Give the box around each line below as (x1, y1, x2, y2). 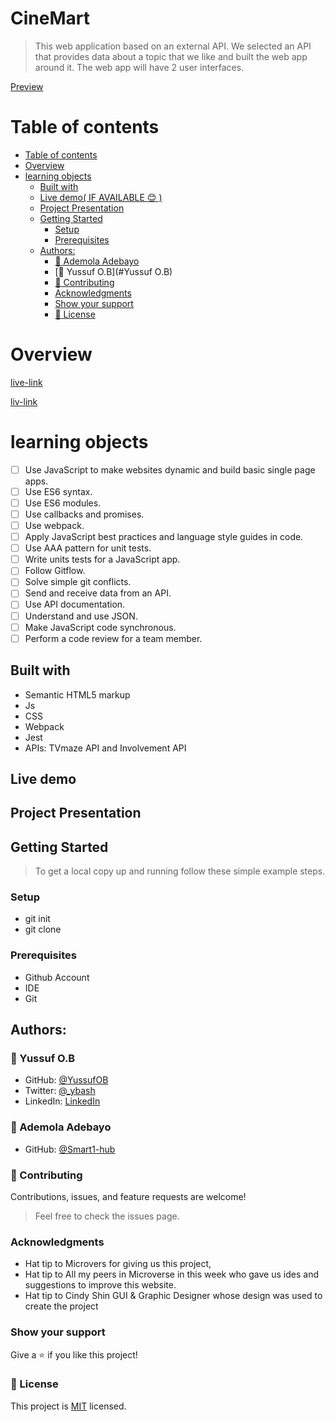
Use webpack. (24, 520, 85, 531)
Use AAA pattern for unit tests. (24, 542, 152, 554)
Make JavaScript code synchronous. (24, 621, 177, 633)
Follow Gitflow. (24, 565, 86, 577)
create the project (24, 1300, 99, 1312)
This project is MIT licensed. (10, 1400, 127, 1412)
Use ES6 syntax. (24, 485, 93, 497)
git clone (24, 923, 62, 936)
